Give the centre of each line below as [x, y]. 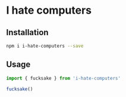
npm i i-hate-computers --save [45, 46]
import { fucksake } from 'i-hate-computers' [63, 78]
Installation [27, 32]
